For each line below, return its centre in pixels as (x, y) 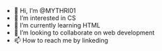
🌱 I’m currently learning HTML (57, 25)
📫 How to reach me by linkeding (61, 40)
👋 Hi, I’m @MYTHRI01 (45, 11)
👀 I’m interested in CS (45, 18)
